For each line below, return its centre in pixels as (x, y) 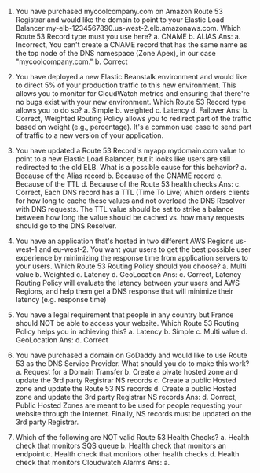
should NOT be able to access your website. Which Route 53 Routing (127, 323)
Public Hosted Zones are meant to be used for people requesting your (129, 405)
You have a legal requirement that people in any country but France (125, 315)
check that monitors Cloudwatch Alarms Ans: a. (93, 462)
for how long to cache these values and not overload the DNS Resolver (130, 201)
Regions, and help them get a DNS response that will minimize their (125, 291)
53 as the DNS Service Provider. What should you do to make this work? (132, 364)
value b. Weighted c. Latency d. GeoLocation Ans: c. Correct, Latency (128, 274)
